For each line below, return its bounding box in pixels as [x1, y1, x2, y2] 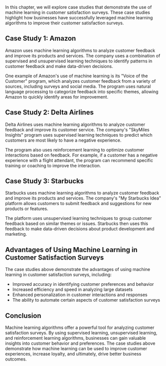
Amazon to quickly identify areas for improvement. [5, 94, 109, 100]
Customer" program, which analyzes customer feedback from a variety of [5, 78, 156, 84]
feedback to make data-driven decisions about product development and [5, 226, 155, 232]
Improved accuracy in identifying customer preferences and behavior [12, 281, 154, 287]
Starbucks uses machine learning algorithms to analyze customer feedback [5, 190, 160, 196]
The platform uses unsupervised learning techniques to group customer [5, 215, 152, 221]
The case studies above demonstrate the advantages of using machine [5, 266, 150, 272]
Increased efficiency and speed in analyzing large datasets [12, 287, 133, 293]
